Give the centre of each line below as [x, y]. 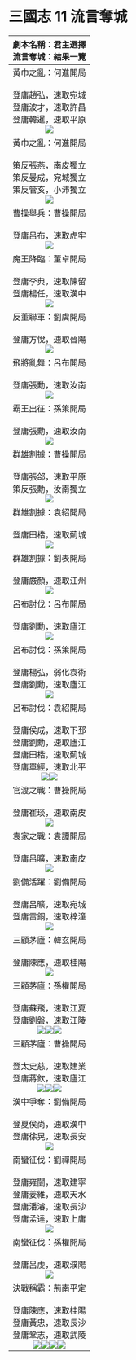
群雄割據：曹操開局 [50, 454]
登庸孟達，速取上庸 [50, 1218]
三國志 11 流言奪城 [68, 17]
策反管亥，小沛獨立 [50, 190]
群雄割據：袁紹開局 [50, 512]
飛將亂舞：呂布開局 [50, 362]
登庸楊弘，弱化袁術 [50, 672]
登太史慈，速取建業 [50, 1066]
